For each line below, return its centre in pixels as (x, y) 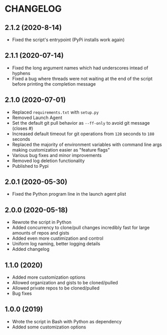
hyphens (21, 73)
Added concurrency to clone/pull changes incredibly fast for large (81, 228)
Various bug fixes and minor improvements (57, 155)
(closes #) (23, 128)
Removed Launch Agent (37, 118)
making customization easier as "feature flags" (61, 150)
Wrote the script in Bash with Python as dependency (67, 321)
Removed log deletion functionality (48, 161)
